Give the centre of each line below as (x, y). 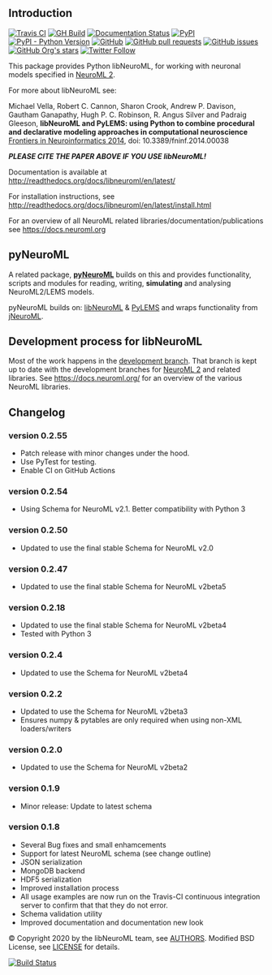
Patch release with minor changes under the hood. (105, 453)
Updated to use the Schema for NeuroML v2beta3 (104, 711)
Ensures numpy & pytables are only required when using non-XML (131, 720)
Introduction (41, 13)
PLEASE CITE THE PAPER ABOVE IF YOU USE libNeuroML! (108, 156)
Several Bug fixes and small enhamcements (93, 844)
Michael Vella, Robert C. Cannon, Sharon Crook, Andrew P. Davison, (122, 106)
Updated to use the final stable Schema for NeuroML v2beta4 (123, 625)
